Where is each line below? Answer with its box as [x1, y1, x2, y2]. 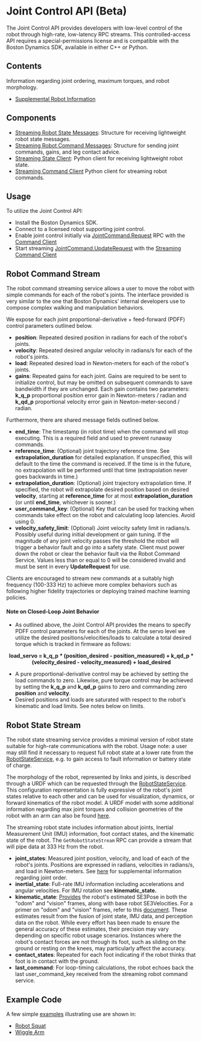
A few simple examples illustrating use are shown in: [6, 1011, 137, 1018]
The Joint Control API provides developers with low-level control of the [6, 24, 183, 31]
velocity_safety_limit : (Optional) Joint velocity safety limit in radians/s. [14, 524, 191, 532]
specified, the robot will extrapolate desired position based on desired [14, 486, 189, 493]
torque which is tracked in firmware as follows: [14, 640, 131, 648]
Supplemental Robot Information [14, 95, 96, 102]
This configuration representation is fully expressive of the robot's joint [6, 786, 183, 793]
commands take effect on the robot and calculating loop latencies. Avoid [14, 512, 195, 519]
